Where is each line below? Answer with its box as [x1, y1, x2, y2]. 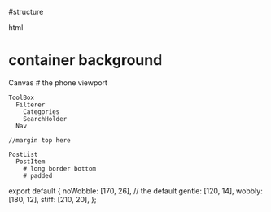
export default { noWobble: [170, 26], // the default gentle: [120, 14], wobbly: [8, 186, 263, 196]
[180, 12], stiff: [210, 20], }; [8, 194, 97, 204]
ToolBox [8, 93, 35, 102]
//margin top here [8, 136, 71, 145]
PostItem [15, 158, 46, 166]
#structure [8, 7, 44, 16]
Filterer [15, 101, 46, 109]
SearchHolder [23, 115, 68, 123]
